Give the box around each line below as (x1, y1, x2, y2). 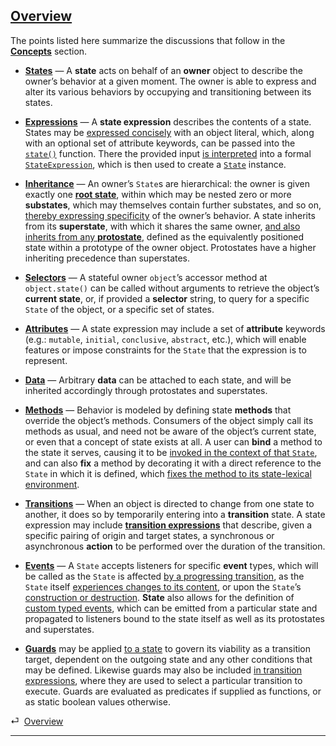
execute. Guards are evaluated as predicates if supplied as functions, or (24, 685, 322, 697)
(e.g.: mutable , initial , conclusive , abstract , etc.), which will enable (24, 333, 307, 345)
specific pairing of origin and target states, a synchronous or (24, 529, 275, 541)
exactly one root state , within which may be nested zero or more (24, 188, 292, 200)
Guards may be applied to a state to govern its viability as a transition (24, 642, 312, 654)
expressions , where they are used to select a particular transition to (24, 674, 303, 686)
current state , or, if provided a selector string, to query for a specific (24, 292, 310, 304)
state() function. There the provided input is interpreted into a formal (24, 147, 312, 159)
